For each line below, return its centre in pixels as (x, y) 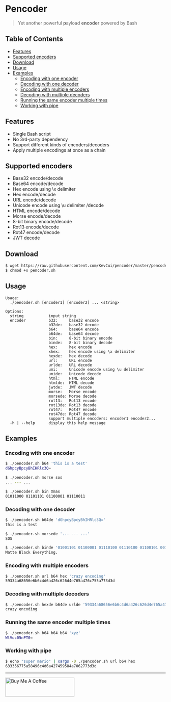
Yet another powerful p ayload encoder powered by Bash (77, 23)
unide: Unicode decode (75, 374)
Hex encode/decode (34, 195)
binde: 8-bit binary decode (81, 343)
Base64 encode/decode (38, 184)
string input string (43, 316)
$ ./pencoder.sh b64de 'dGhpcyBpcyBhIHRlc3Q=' (55, 520)
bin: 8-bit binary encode (81, 338)
